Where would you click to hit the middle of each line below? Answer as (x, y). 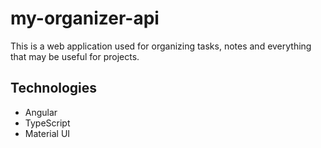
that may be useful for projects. (75, 56)
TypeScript (47, 123)
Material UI (47, 133)
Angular (41, 112)
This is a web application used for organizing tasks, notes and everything (161, 46)
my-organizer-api (85, 18)
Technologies (54, 88)
